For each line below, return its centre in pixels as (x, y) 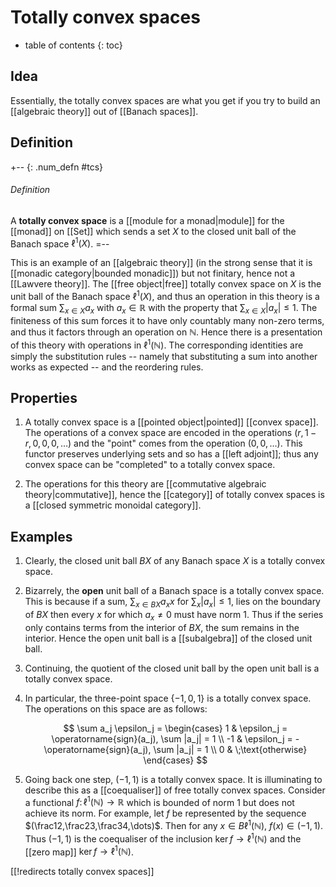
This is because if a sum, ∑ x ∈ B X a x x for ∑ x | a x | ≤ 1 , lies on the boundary (172, 603)
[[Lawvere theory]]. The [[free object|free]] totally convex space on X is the (166, 284)
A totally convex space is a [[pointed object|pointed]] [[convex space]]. (171, 422)
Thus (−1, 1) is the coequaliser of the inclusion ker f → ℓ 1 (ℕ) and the (163, 838)
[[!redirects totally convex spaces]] (82, 872)
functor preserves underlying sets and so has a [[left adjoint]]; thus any (171, 454)
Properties (44, 397)
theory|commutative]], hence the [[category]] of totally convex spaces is (174, 495)
